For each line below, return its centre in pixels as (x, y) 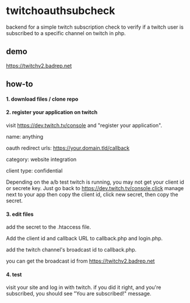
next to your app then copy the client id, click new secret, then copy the (92, 194)
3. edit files (20, 214)
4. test (14, 274)
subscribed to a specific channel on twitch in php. (66, 33)
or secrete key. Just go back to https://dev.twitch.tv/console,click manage (95, 188)
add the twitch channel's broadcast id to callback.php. (71, 250)
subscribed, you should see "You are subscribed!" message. (79, 294)
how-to (20, 84)
